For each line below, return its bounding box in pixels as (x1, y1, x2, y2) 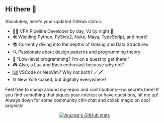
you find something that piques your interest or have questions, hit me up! (5, 91, 158, 98)
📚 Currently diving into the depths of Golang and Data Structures (12, 41, 148, 47)
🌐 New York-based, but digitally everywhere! (12, 76, 106, 82)
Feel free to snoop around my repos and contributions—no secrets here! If (5, 86, 159, 92)
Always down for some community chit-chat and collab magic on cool (5, 97, 150, 103)
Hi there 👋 (5, 5, 37, 14)
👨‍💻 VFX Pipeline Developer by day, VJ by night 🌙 (12, 28, 114, 34)
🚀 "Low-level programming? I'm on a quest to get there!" (12, 56, 130, 62)
